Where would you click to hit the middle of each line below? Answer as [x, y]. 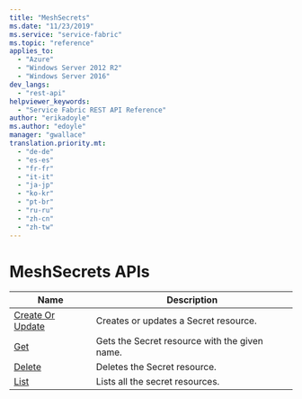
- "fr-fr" [36, 168]
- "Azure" [36, 59]
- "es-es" [36, 160]
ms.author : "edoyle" [48, 127]
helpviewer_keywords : [50, 101]
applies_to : [31, 51]
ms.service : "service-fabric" [66, 34]
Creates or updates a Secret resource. [177, 321]
